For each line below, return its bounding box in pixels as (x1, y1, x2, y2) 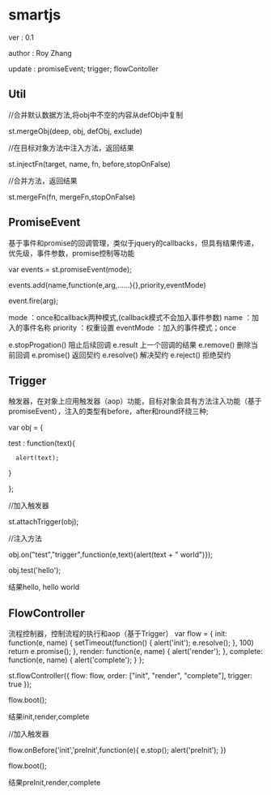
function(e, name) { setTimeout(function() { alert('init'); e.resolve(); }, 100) (8, 638, 255, 648)
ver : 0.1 (8, 32, 34, 42)
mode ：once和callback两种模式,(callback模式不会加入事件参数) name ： (8, 312, 252, 322)
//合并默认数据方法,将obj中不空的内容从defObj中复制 (8, 109, 184, 119)
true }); (8, 679, 32, 690)
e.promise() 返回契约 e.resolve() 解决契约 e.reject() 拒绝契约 (31, 350, 231, 360)
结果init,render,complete (8, 712, 90, 722)
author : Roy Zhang (8, 48, 73, 58)
